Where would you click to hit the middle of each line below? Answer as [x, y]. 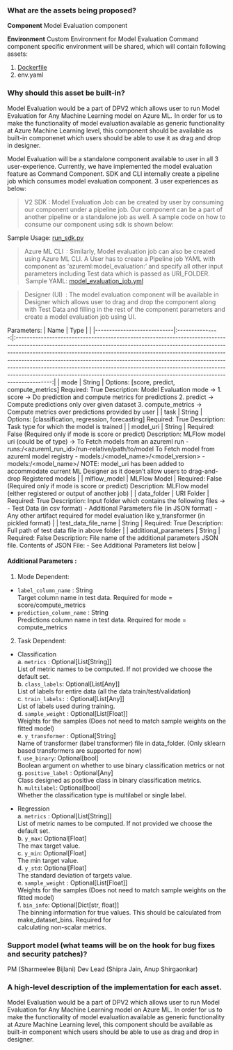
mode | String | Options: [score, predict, [118, 382]
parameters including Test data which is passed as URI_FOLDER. [117, 273]
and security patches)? [47, 954]
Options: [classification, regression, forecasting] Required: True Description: [116, 419]
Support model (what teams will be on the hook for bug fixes [111, 945]
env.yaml [30, 75]
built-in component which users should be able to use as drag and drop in [113, 1032]
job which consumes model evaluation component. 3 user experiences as [113, 181]
